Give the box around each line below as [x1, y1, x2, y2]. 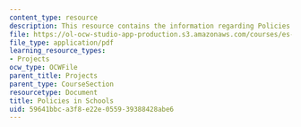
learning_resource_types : [9, 47, 106, 55]
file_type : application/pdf [9, 38, 115, 47]
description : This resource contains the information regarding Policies [9, 21, 291, 30]
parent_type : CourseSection [9, 80, 115, 89]
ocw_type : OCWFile [9, 63, 78, 72]
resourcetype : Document [9, 88, 99, 97]
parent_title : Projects [9, 72, 99, 80]
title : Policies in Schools [9, 96, 115, 106]
